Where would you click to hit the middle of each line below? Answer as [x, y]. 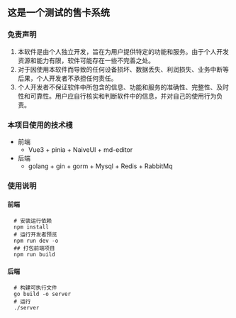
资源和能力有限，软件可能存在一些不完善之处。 [86, 60]
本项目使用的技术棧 [40, 125]
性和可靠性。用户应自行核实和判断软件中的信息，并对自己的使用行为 [117, 96]
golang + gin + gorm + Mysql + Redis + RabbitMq [100, 166]
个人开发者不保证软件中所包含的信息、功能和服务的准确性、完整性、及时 [123, 87]
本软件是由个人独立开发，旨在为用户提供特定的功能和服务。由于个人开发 [123, 51]
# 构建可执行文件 [35, 288]
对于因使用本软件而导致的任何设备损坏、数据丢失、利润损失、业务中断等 [123, 69]
